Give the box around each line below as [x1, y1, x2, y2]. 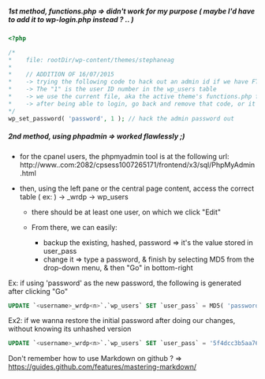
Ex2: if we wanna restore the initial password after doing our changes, [8, 316, 236, 325]
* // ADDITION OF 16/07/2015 [8, 71, 114, 79]
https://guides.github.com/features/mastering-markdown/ [8, 362, 197, 372]
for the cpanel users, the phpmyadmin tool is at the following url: [19, 151, 230, 161]
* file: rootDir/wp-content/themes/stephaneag [8, 56, 175, 64]
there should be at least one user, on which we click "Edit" [31, 207, 222, 217]
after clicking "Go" [8, 286, 69, 295]
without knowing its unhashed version [8, 324, 132, 334]
